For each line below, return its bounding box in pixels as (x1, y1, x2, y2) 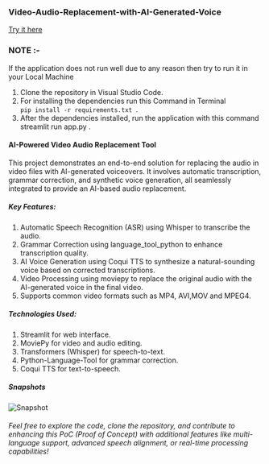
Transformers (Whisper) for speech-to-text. (19, 346, 165, 356)
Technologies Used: (8, 309, 77, 319)
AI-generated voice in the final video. (19, 282, 143, 292)
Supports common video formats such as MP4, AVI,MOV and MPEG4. (19, 291, 251, 300)
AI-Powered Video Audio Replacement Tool (8, 140, 157, 150)
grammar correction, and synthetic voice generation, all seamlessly (8, 175, 232, 184)
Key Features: (8, 202, 56, 212)
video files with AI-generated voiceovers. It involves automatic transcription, (8, 166, 262, 176)
